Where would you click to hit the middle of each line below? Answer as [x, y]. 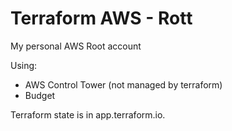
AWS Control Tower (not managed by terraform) [123, 84]
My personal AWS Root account [76, 46]
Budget [40, 95]
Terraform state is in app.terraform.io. [88, 114]
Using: [24, 65]
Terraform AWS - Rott [101, 18]
